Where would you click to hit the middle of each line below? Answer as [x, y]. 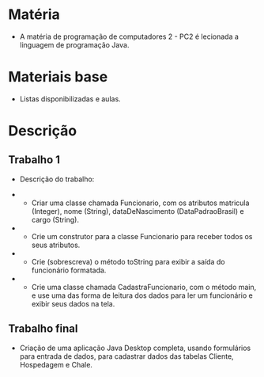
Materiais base [58, 77]
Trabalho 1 [34, 160]
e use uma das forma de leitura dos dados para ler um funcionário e [142, 295]
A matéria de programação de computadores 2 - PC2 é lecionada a [129, 36]
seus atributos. [56, 245]
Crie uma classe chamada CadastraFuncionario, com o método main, [144, 287]
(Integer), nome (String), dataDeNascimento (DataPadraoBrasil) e [138, 211]
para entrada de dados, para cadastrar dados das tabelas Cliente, [127, 356]
